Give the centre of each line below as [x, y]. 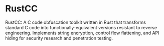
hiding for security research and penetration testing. [59, 38]
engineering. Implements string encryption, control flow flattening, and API [82, 33]
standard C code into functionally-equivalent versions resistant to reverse [81, 27]
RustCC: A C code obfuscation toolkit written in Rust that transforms [76, 22]
